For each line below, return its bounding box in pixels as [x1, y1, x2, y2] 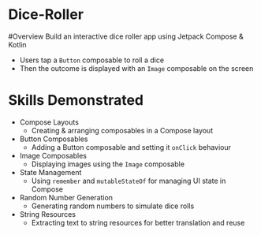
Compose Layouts [19, 117, 79, 127]
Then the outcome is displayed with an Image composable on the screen [19, 63, 254, 73]
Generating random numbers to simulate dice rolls [31, 201, 195, 211]
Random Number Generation [19, 192, 113, 202]
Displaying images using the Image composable [31, 159, 185, 169]
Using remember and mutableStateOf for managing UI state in [31, 176, 226, 185]
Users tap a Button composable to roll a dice [19, 55, 164, 65]
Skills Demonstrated [8, 91, 144, 110]
